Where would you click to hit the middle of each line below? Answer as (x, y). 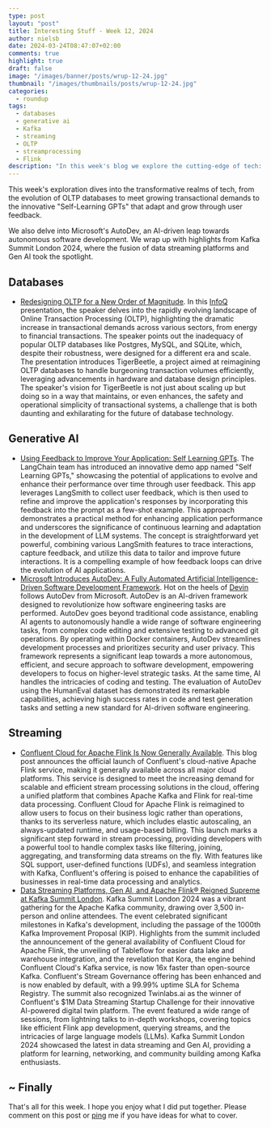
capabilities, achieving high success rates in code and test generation (136, 699)
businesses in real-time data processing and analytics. (111, 881)
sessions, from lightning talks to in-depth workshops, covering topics (135, 1019)
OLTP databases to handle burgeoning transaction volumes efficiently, (137, 370)
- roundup (32, 99)
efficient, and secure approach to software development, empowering (137, 664)
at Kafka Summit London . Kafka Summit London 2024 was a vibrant (133, 898)
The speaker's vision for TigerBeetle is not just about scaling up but (133, 387)
